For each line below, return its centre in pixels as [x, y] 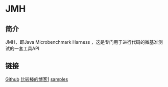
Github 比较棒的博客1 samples [37, 79]
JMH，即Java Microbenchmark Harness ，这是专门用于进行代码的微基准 [82, 42]
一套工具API [27, 48]
